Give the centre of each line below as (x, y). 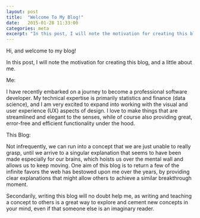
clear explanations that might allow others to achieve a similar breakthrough (99, 178)
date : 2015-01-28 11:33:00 (42, 23)
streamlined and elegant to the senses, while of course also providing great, (99, 117)
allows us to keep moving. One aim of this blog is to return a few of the (93, 166)
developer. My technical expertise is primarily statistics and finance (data (96, 98)
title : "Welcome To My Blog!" (45, 17)
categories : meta (28, 28)
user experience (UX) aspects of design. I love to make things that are (92, 111)
